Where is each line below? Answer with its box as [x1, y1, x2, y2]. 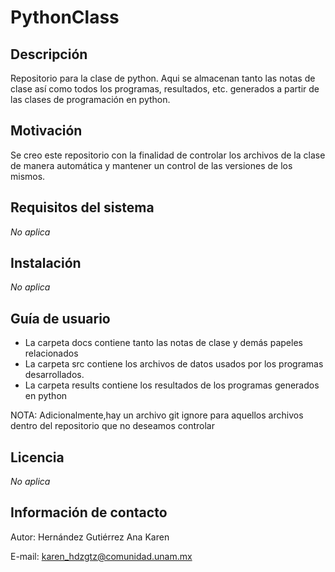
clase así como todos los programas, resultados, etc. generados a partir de [10, 83, 320, 95]
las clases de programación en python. [10, 94, 171, 105]
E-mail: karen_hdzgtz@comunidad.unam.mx [10, 550, 193, 562]
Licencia [10, 449, 65, 466]
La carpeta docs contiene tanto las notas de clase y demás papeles [24, 337, 303, 349]
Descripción [10, 46, 88, 63]
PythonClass [10, 6, 120, 29]
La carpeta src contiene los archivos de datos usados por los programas [24, 358, 324, 370]
